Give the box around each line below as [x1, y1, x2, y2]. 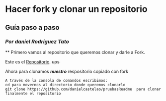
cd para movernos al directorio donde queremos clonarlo [5, 82, 126, 87]
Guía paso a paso [5, 23, 60, 32]
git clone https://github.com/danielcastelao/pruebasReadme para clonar [5, 87, 162, 92]
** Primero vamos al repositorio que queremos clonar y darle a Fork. [5, 49, 145, 55]
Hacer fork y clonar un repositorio [5, 3, 148, 15]
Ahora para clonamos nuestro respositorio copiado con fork [5, 68, 128, 74]
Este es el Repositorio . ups [5, 58, 60, 65]
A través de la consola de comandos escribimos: [5, 78, 108, 83]
